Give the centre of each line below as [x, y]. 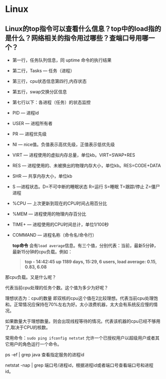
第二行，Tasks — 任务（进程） [44, 71]
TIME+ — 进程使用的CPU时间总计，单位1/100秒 [60, 224]
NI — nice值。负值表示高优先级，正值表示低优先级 [63, 144]
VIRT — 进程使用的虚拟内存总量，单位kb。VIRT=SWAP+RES [74, 155]
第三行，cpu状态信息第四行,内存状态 [49, 81]
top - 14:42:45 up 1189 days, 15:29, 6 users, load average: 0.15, [91, 262]
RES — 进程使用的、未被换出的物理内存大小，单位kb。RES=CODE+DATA [86, 165]
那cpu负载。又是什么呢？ [31, 277]
